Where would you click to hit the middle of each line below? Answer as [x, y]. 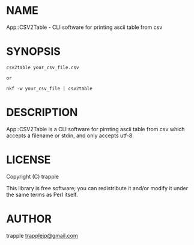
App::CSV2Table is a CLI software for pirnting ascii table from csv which [95, 129]
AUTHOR [29, 219]
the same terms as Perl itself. [42, 194]
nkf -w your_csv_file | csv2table [50, 88]
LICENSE [29, 160]
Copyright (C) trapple [32, 176]
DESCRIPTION [42, 113]
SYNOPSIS [34, 51]
